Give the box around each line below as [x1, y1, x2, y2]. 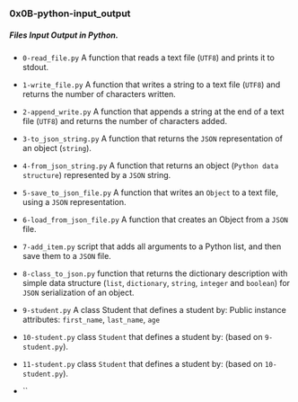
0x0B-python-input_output [9, 7, 131, 20]
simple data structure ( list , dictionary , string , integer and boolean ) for [22, 277, 290, 288]
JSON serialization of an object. [22, 287, 135, 298]
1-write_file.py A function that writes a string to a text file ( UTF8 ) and [22, 79, 281, 90]
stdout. [22, 61, 49, 72]
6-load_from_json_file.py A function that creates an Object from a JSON [22, 214, 289, 225]
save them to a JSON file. [22, 250, 112, 261]
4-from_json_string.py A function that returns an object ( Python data [22, 160, 279, 171]
